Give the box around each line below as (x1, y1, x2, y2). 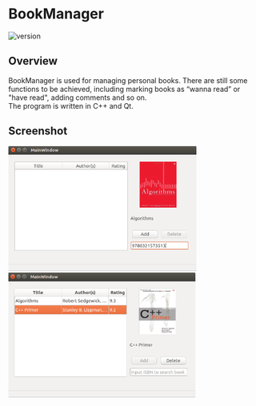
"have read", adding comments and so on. (8, 93, 147, 102)
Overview (8, 54, 58, 68)
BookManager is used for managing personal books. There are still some (8, 75, 248, 85)
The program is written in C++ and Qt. (8, 101, 134, 110)
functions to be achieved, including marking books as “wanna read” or (8, 84, 241, 94)
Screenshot (8, 125, 68, 138)
